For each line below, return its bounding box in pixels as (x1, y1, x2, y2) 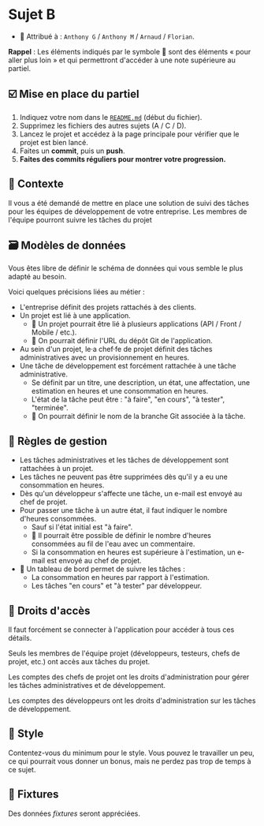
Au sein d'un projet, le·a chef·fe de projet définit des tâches (19, 345, 213, 354)
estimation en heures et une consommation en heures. (31, 387, 209, 396)
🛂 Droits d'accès (8, 604, 91, 617)
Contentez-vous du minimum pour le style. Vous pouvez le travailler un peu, (8, 748, 255, 757)
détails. (8, 634, 32, 642)
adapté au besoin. (8, 272, 67, 282)
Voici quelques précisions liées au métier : (8, 287, 146, 297)
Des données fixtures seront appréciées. (8, 809, 140, 818)
